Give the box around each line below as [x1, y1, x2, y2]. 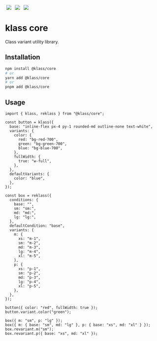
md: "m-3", [18, 244, 41, 250]
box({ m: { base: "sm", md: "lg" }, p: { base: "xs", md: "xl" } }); [5, 322, 151, 327]
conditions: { [9, 197, 38, 202]
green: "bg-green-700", [18, 141, 67, 146]
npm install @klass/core [5, 66, 56, 71]
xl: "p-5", [18, 283, 41, 288]
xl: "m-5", [18, 253, 41, 258]
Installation [5, 53, 40, 62]
